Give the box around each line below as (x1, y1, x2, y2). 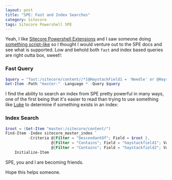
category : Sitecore (5, 17, 47, 22)
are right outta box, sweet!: (5, 52, 62, 58)
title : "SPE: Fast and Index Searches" (5, 12, 91, 17)
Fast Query (5, 65, 34, 72)
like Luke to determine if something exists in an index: (5, 102, 119, 108)
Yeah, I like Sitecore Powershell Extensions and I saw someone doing (5, 36, 151, 42)
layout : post (5, 7, 33, 13)
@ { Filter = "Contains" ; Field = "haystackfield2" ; (51, 145, 161, 150)
